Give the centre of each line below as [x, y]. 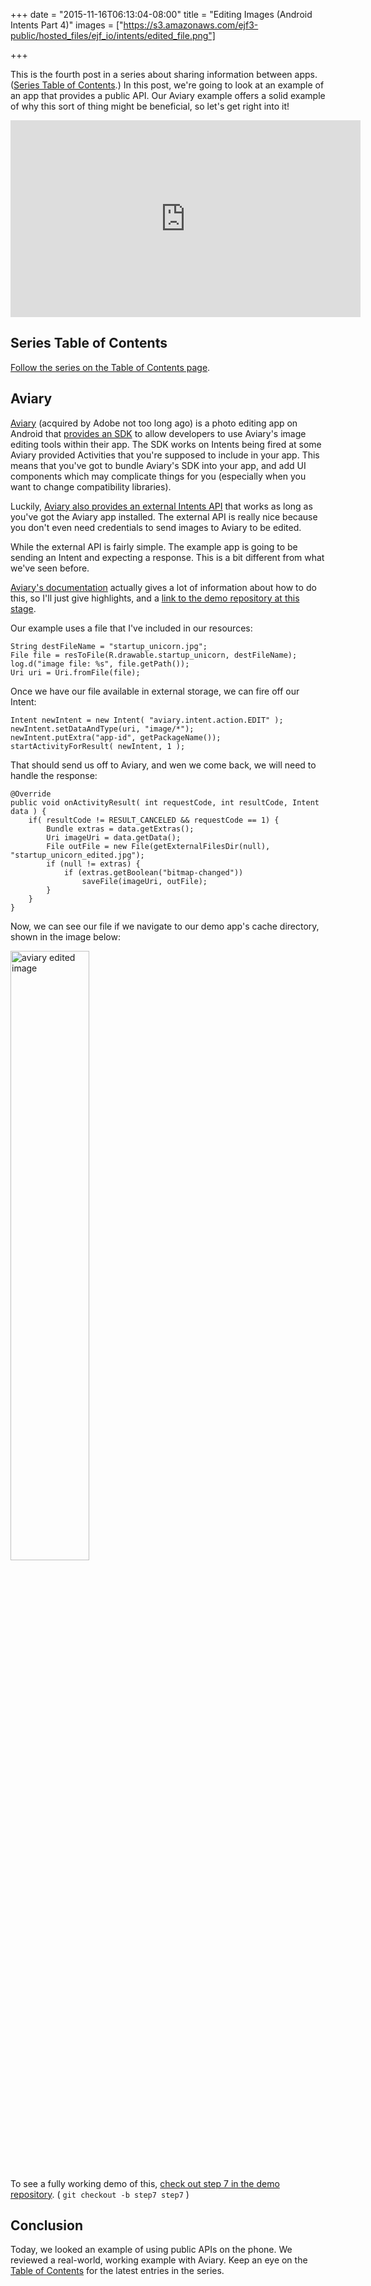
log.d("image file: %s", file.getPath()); [100, 664]
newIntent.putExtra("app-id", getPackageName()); [116, 737]
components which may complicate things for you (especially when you [158, 476]
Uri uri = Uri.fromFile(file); [75, 672]
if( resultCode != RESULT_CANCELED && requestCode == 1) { [154, 820]
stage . [23, 608]
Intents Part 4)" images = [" [67, 25]
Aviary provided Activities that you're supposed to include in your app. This [165, 455]
